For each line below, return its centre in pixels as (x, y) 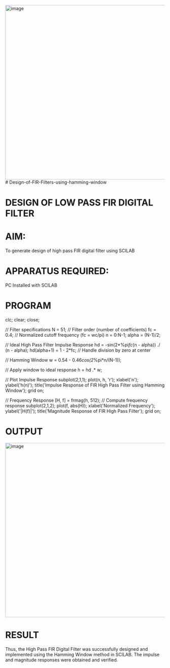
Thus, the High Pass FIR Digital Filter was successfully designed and (77, 649)
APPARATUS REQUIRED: (57, 271)
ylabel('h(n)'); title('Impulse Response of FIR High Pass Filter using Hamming (85, 385)
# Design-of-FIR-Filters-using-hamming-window (56, 182)
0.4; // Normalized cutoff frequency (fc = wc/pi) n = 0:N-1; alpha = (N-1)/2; (83, 335)
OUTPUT (24, 432)
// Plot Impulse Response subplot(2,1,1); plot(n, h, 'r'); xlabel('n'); (72, 380)
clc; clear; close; (23, 320)
